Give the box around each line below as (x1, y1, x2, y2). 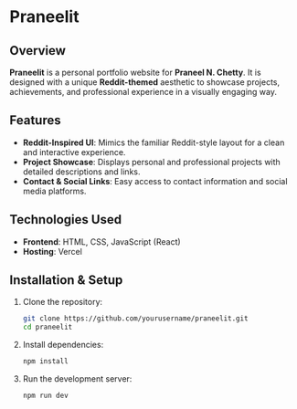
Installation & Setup (9, 272, 123, 288)
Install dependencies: (22, 340, 104, 351)
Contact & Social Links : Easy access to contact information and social (22, 175, 288, 186)
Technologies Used (9, 212, 122, 227)
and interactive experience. (22, 146, 126, 157)
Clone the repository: (22, 297, 103, 308)
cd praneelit (22, 322, 73, 332)
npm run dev (22, 391, 69, 401)
